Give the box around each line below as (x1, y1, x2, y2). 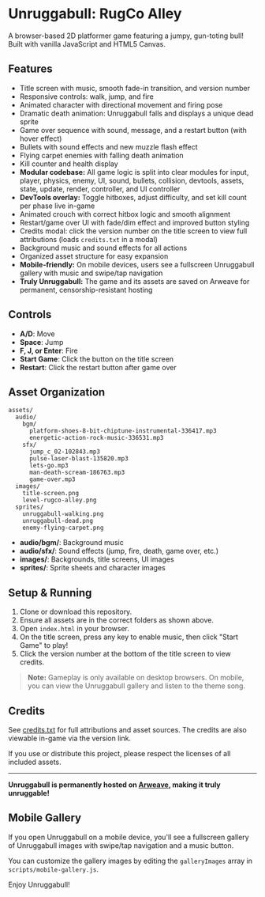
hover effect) (19, 134, 62, 143)
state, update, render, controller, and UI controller (19, 184, 181, 194)
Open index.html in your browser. (19, 624, 130, 634)
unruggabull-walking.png (22, 510, 104, 518)
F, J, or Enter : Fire (19, 346, 78, 355)
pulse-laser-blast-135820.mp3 (28, 455, 129, 463)
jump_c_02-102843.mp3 (28, 448, 101, 456)
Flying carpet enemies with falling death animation (19, 150, 184, 160)
